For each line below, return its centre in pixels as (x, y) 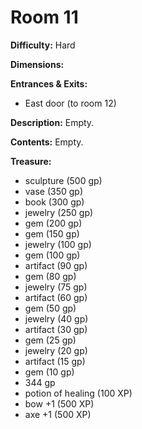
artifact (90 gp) (56, 265)
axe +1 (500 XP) (58, 414)
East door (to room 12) (70, 103)
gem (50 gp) (50, 308)
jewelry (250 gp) (59, 212)
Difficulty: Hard (43, 45)
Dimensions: (37, 64)
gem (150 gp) (52, 233)
